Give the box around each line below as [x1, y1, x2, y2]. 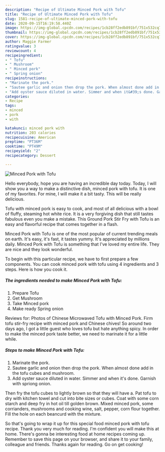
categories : [5, 94, 29, 99]
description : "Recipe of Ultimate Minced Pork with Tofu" [5, 7, 126, 12]
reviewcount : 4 [5, 48, 36, 53]
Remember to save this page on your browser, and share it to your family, [5, 436, 153, 442]
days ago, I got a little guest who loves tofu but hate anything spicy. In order [5, 325, 159, 332]
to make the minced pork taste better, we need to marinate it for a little [5, 331, 148, 337]
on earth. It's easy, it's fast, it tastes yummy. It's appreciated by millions [5, 236, 150, 242]
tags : [5, 103, 16, 108]
